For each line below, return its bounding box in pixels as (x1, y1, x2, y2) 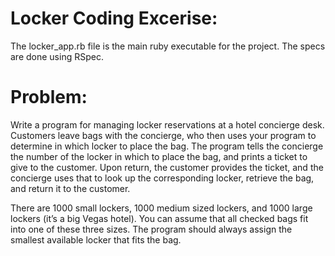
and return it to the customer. (10, 182, 131, 194)
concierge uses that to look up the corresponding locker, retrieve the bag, (10, 172, 315, 184)
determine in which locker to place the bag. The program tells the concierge (10, 140, 324, 152)
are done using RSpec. (10, 50, 104, 62)
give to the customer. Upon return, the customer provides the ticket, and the (10, 161, 324, 173)
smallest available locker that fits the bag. (10, 233, 182, 246)
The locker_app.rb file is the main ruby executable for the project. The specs (10, 40, 326, 52)
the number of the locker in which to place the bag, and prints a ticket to (10, 150, 308, 162)
